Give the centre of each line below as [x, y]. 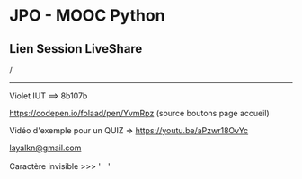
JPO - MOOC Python [87, 16]
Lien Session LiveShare [76, 49]
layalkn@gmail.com [45, 148]
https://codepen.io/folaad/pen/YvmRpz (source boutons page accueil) [139, 113]
